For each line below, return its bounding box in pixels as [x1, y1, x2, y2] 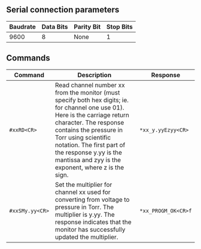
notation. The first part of [54, 141, 126, 149]
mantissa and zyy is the [54, 156, 121, 164]
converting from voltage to [54, 195, 130, 204]
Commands [6, 53, 51, 63]
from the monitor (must [54, 88, 120, 96]
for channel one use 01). [54, 103, 124, 111]
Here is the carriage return [54, 111, 130, 119]
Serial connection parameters [6, 5, 120, 15]
